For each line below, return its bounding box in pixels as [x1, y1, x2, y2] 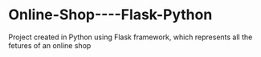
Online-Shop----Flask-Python [8, 6, 213, 24]
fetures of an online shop [8, 40, 92, 50]
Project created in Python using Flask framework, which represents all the [8, 32, 253, 42]
